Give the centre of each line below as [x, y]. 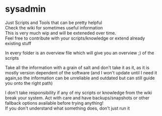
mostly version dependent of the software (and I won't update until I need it [81, 72]
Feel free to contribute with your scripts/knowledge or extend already [75, 38]
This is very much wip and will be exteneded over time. [61, 33]
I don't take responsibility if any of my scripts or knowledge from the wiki [79, 93]
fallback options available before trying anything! [54, 103]
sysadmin [25, 9]
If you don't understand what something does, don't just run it [68, 108]
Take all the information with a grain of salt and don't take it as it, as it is [77, 68]
